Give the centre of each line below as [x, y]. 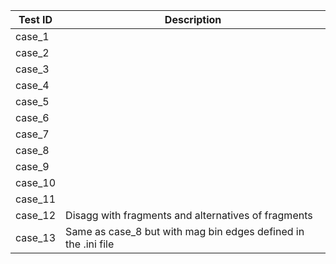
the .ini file [90, 244]
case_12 [36, 215]
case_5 [32, 101]
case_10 [36, 182]
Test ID [35, 19]
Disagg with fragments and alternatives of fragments [189, 215]
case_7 [32, 134]
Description [193, 19]
